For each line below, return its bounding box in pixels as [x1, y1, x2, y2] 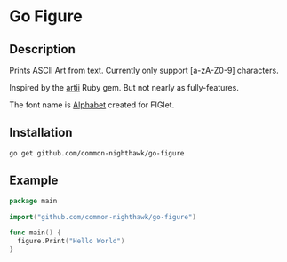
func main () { [9, 228, 62, 237]
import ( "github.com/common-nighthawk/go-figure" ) [9, 212, 197, 221]
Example [9, 173, 59, 188]
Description [9, 42, 76, 57]
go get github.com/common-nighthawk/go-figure [9, 148, 185, 157]
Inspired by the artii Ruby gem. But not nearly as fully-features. [9, 83, 240, 92]
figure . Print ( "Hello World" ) [17, 237, 125, 246]
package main [9, 196, 58, 205]
